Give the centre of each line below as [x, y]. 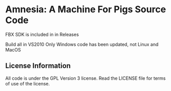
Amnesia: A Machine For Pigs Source [86, 9]
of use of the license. [28, 83]
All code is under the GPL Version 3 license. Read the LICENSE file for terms [85, 78]
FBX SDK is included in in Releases [42, 34]
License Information [38, 66]
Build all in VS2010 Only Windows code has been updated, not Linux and [82, 44]
